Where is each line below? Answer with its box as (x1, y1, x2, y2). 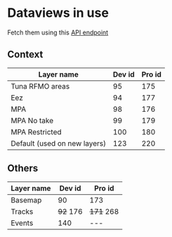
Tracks (11, 206, 34, 216)
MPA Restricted (11, 127, 62, 136)
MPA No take (11, 115, 54, 125)
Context (7, 49, 44, 60)
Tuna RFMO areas (11, 81, 70, 91)
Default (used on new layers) (11, 139, 107, 148)
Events (11, 218, 34, 228)
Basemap (11, 195, 42, 205)
